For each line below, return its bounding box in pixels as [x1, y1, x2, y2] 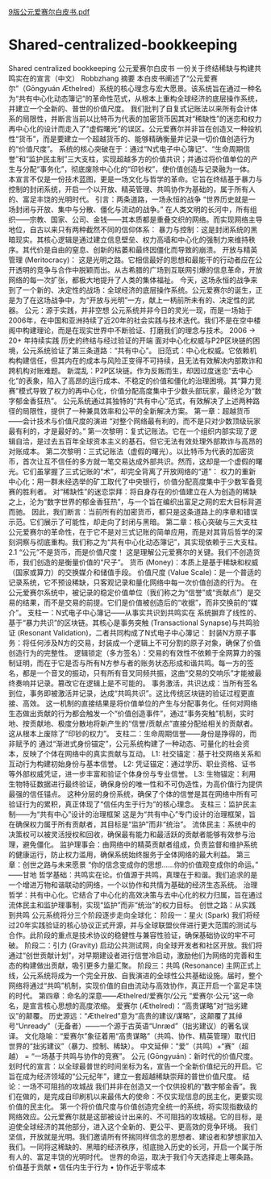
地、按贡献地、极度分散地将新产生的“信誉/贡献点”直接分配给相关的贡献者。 [8, 719, 258, 728]
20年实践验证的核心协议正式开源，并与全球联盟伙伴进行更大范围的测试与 [15, 920, 258, 930]
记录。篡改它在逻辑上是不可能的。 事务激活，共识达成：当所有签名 [35, 678, 258, 688]
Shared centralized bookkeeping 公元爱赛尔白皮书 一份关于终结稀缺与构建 [8, 63, 255, 73]
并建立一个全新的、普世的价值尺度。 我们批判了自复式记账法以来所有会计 [8, 103, 251, 113]
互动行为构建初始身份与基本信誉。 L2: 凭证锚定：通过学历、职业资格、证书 [8, 759, 256, 769]
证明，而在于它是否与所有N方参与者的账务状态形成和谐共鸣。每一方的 [15, 658, 248, 668]
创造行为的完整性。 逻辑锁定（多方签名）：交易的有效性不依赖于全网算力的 [8, 648, 254, 657]
